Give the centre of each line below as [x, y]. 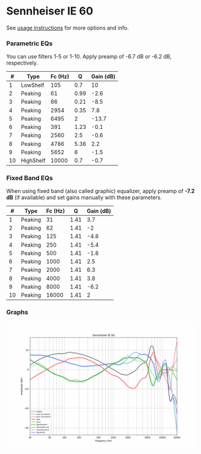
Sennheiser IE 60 [50, 11]
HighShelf [33, 160]
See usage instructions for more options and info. [68, 28]
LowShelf [32, 85]
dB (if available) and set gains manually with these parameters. [84, 198]
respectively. [22, 63]
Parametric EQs [29, 43]
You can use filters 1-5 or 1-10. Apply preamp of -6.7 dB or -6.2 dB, [89, 57]
